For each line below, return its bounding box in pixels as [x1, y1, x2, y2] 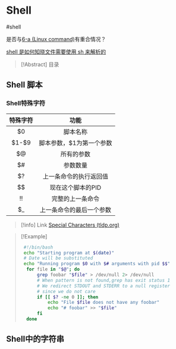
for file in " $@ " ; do [26, 266, 80, 272]
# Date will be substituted [23, 255, 93, 262]
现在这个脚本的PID [49, 183, 102, 191]
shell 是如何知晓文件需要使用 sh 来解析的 [6, 48, 106, 55]
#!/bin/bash [23, 244, 54, 250]
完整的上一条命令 [51, 194, 100, 203]
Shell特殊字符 [6, 99, 46, 108]
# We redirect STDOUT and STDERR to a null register [36, 283, 171, 289]
